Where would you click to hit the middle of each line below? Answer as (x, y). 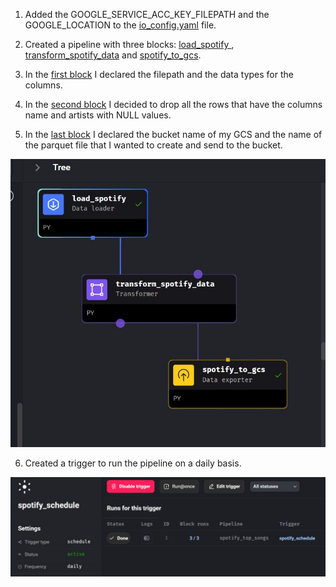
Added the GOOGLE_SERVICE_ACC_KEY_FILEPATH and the (147, 14)
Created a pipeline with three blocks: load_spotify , (129, 44)
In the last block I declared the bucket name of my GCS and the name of (173, 134)
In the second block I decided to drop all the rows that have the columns (173, 104)
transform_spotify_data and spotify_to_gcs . (113, 55)
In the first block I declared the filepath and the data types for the (159, 74)
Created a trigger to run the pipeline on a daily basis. (133, 463)
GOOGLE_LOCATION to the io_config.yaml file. (120, 25)
